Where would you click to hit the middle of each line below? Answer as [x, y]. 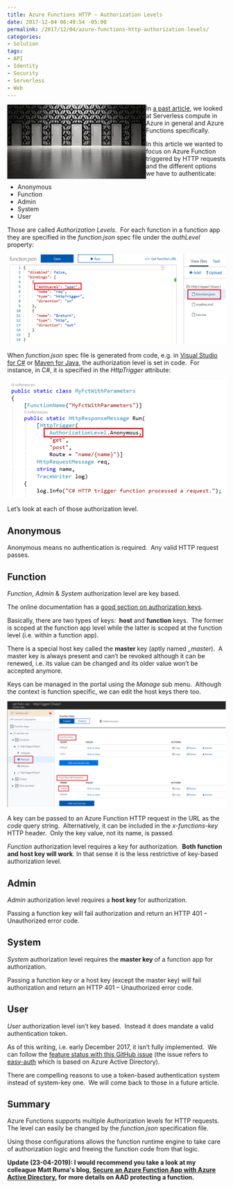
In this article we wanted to [184, 144]
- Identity [23, 66]
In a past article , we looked [184, 108]
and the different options [181, 166]
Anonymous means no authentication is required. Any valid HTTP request [113, 548]
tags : [15, 51]
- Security [23, 73]
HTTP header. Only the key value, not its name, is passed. [91, 833]
